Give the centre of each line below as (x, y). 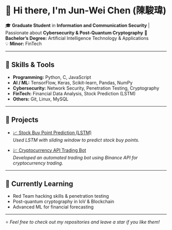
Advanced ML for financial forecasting (53, 207)
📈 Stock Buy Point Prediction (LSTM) (52, 132)
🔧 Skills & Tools (30, 65)
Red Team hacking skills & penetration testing (61, 196)
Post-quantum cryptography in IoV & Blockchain (63, 202)
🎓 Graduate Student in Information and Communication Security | (78, 25)
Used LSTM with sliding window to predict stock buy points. (76, 140)
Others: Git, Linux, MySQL (41, 99)
